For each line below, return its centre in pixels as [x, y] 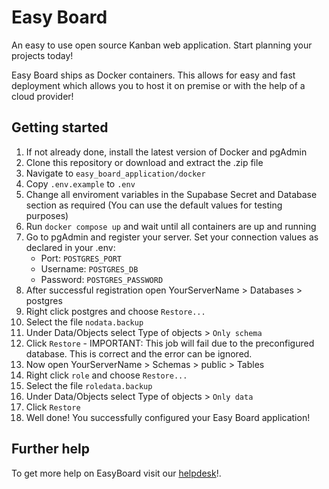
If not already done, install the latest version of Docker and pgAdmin [166, 152]
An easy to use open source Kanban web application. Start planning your [162, 45]
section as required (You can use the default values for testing [154, 205]
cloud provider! [42, 96]
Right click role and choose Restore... [106, 375]
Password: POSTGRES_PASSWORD [102, 279]
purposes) [47, 215]
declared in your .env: [70, 247]
